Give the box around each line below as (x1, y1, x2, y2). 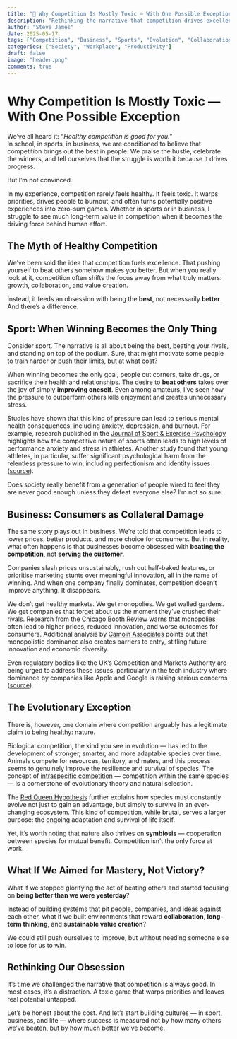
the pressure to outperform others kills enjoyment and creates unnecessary (7, 393, 227, 402)
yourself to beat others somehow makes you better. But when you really (7, 266, 217, 274)
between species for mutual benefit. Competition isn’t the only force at (7, 836, 213, 845)
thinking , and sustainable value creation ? (23, 919, 147, 928)
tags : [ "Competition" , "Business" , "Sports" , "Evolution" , (7, 37, 185, 44)
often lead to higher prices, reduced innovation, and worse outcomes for (7, 622, 219, 630)
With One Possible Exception (7, 108, 181, 124)
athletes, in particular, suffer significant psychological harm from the (7, 452, 206, 460)
